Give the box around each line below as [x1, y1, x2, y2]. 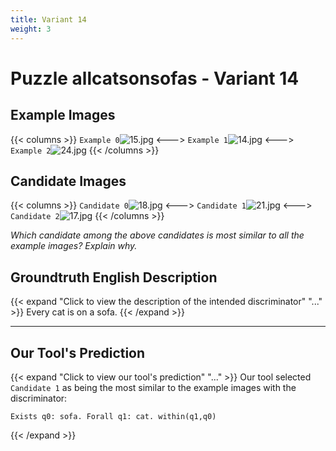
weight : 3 [10, 24, 52, 34]
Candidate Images [10, 172, 127, 190]
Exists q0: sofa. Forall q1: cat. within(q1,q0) [10, 411, 217, 421]
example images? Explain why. [10, 240, 138, 252]
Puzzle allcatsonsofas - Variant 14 [10, 67, 300, 90]
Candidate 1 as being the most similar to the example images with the [10, 381, 297, 393]
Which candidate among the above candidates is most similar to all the [10, 229, 305, 241]
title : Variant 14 [10, 14, 87, 25]
